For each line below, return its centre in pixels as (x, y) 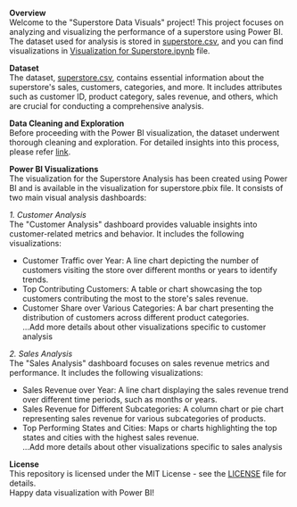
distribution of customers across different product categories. (136, 317)
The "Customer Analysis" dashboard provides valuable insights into (133, 224)
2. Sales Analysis (41, 353)
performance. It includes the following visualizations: (106, 373)
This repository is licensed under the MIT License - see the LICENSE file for (148, 474)
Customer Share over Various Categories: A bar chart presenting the (148, 308)
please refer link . (40, 152)
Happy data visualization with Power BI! (82, 493)
